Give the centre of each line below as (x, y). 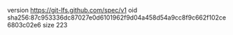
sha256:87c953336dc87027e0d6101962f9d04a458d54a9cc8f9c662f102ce (116, 17)
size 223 (55, 25)
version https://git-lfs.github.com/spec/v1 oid (72, 10)
